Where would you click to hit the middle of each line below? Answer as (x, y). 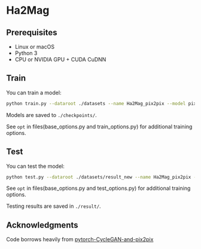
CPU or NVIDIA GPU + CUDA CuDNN (60, 59)
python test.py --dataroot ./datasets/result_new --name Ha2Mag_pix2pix (99, 177)
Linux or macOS (35, 47)
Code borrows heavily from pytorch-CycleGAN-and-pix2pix (80, 239)
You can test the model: (35, 166)
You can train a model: (34, 93)
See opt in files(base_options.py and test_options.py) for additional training (98, 188)
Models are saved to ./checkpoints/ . (51, 115)
